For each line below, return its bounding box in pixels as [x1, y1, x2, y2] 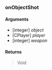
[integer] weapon [12, 37, 48, 43]
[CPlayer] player [12, 33, 46, 38]
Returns [5, 49, 22, 55]
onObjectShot [5, 4, 39, 11]
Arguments [5, 16, 29, 22]
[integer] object [12, 27, 44, 33]
